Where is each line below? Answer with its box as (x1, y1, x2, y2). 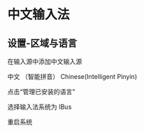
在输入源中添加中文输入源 (7, 58, 82, 65)
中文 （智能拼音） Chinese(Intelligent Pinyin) (7, 73, 138, 80)
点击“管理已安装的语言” (7, 87, 76, 96)
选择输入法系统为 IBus (7, 102, 72, 111)
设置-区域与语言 (7, 37, 77, 49)
